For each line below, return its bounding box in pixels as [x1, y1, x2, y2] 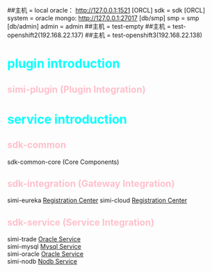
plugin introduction [7, 56, 120, 72]
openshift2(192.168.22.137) [7, 31, 84, 39]
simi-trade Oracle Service [7, 235, 81, 243]
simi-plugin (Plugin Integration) [7, 83, 146, 96]
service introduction [7, 111, 127, 127]
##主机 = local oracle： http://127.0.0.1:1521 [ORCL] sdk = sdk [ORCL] [7, 6, 206, 14]
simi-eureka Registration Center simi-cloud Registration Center [7, 196, 188, 204]
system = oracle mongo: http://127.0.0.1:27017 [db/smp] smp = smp [7, 14, 199, 22]
